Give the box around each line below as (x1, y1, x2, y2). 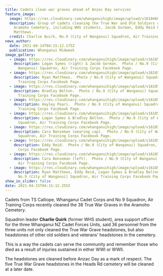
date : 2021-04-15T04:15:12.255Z (5, 183, 70, 188)
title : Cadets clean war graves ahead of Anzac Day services (5, 7, 131, 12)
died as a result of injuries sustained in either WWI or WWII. (5, 246, 124, 252)
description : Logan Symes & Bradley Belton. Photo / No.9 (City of (14, 115, 155, 121)
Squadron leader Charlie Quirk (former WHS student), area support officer (5, 216, 154, 222)
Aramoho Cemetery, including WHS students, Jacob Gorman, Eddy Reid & (14, 25, 160, 30)
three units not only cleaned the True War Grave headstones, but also (5, 226, 144, 232)
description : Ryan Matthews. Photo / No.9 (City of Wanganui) (14, 75, 145, 80)
